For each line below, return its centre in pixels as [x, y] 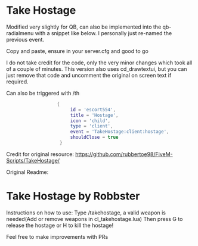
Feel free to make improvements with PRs [57, 236]
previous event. [25, 39]
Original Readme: [27, 172]
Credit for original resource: [40, 154]
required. [17, 82]
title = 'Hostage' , [94, 115]
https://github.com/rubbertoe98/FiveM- [124, 154]
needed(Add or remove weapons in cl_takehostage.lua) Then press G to [95, 219]
